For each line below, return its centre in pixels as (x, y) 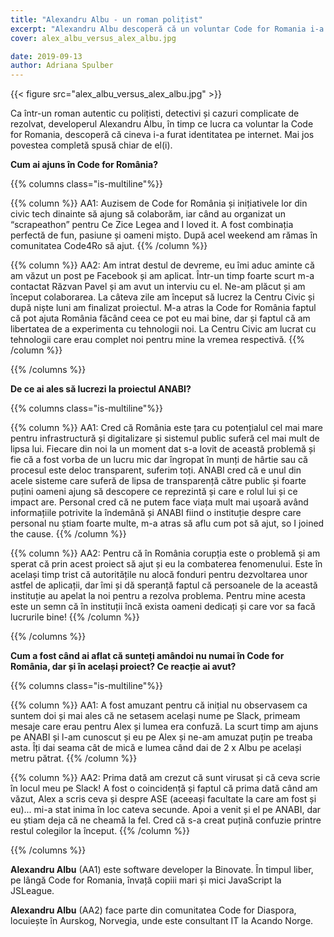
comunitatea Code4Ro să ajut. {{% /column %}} (109, 246)
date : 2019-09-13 (46, 56)
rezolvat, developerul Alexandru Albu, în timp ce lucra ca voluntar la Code (162, 124)
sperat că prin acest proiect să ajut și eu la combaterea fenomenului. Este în (166, 564)
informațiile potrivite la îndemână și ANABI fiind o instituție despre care (156, 513)
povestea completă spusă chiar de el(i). (91, 145)
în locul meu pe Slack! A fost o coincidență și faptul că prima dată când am (164, 788)
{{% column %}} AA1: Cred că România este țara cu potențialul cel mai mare (166, 428)
